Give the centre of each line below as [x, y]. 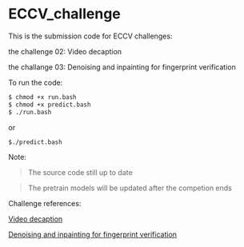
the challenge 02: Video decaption [65, 51]
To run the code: [36, 82]
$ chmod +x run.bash [43, 97]
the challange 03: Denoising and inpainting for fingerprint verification [122, 67]
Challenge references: [45, 204]
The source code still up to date [80, 173]
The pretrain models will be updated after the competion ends [130, 188]
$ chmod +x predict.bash [50, 105]
